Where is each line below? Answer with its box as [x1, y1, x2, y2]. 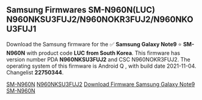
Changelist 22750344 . [6, 68, 64, 76]
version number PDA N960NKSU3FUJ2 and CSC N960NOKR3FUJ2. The [6, 55, 190, 63]
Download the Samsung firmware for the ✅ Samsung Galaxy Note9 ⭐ [6, 40, 182, 48]
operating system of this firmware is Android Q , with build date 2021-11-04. [6, 62, 197, 70]
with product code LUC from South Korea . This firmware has [26, 49, 181, 57]
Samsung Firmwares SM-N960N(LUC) [6, 5, 156, 15]
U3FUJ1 [6, 24, 37, 34]
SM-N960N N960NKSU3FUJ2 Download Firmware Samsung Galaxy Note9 [6, 80, 195, 88]
